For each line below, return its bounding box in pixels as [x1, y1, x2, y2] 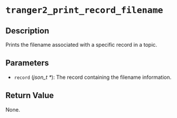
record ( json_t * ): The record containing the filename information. [13, 74, 172, 81]
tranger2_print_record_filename [5, 5, 164, 16]
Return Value [5, 91, 54, 100]
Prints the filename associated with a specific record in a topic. [5, 41, 158, 48]
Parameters [5, 58, 49, 68]
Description [5, 26, 49, 36]
